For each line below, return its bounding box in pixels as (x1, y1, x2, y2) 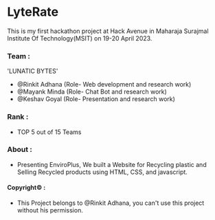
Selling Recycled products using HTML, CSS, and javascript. (16, 168, 188, 176)
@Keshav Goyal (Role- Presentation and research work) (16, 95, 175, 103)
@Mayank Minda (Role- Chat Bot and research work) (16, 87, 167, 96)
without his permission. (16, 206, 84, 214)
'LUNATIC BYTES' (7, 67, 58, 76)
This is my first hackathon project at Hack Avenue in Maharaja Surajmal (7, 27, 209, 35)
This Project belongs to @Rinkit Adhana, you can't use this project (16, 199, 205, 207)
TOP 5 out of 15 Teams (16, 128, 82, 136)
